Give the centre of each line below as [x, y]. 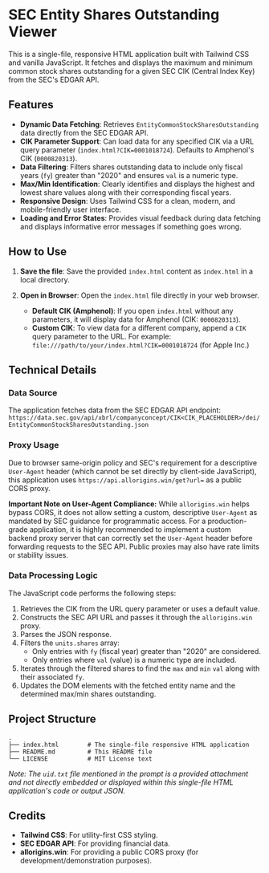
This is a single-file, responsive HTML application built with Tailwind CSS [129, 54]
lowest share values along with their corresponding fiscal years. [125, 192]
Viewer [33, 32]
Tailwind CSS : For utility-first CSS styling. [89, 835]
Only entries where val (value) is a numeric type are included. [134, 660]
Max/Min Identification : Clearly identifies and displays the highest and [137, 184]
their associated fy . [52, 676]
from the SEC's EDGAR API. [54, 79]
